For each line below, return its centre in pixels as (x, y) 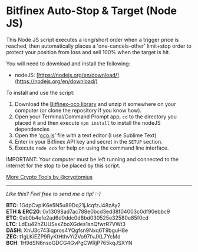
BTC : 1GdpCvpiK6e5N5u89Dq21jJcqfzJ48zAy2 (63, 205)
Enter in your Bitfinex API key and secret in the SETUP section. (89, 141)
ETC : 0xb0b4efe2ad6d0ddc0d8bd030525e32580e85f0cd (77, 218)
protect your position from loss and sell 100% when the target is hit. (88, 52)
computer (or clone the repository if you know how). (78, 110)
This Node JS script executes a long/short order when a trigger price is (93, 39)
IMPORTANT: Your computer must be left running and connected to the (93, 159)
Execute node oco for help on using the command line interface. (92, 148)
